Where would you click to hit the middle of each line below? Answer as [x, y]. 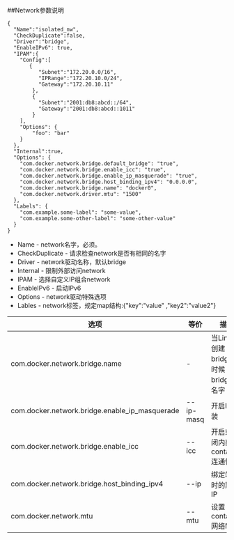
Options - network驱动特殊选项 [62, 297]
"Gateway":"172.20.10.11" [76, 84]
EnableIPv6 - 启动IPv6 [49, 288]
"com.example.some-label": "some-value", [80, 213]
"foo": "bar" [51, 133]
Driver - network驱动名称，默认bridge [72, 262]
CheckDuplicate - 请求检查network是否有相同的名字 [92, 253]
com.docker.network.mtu [52, 516]
